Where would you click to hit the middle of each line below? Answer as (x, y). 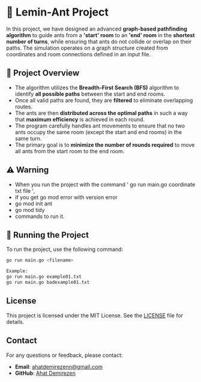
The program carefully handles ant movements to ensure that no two (100, 126)
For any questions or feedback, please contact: (64, 355)
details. (15, 322)
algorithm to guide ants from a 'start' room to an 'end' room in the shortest (100, 35)
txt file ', (25, 190)
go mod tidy (30, 210)
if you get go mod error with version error (66, 197)
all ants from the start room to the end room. (70, 151)
